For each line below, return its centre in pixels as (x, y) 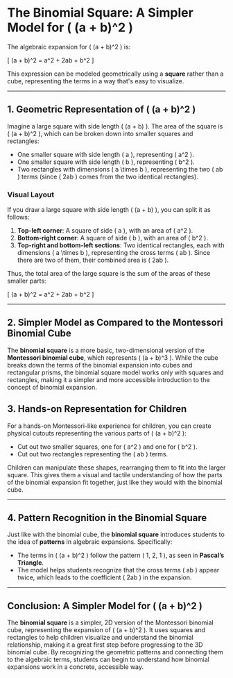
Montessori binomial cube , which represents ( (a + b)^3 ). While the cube (113, 357)
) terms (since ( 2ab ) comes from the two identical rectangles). (108, 176)
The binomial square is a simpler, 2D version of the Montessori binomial (110, 622)
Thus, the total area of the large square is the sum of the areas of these (109, 274)
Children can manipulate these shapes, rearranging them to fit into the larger (116, 468)
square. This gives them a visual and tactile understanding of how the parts (115, 474)
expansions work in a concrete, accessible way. (76, 667)
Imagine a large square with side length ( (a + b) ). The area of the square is (115, 126)
